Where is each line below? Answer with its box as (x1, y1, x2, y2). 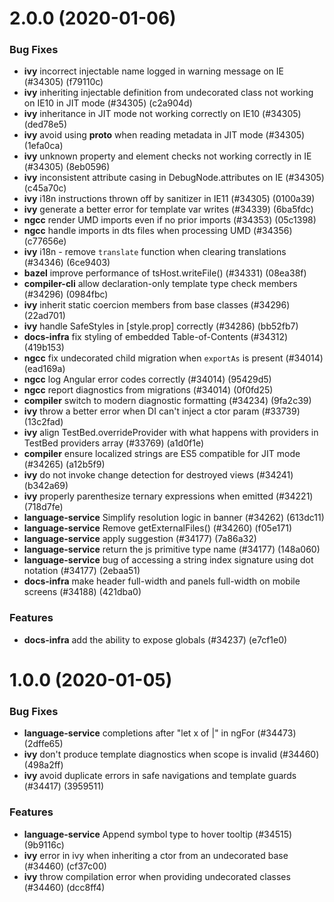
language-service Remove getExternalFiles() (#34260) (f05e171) (23, 522, 293, 534)
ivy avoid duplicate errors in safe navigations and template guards (23, 770, 297, 782)
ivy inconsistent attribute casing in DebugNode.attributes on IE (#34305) (23, 172, 325, 184)
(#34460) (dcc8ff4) (23, 881, 106, 893)
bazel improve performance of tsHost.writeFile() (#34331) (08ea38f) (23, 267, 307, 279)
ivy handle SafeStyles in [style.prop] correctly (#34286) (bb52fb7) (23, 320, 299, 332)
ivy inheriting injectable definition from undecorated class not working (23, 87, 314, 99)
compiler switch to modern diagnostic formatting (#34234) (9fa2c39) (23, 395, 312, 407)
